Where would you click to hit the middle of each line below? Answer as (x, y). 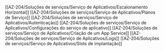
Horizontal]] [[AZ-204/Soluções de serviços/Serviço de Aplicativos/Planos (80, 12)
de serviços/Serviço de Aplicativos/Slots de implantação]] (64, 43)
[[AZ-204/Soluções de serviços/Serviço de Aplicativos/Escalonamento (76, 7)
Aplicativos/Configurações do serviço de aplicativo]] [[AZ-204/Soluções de (81, 28)
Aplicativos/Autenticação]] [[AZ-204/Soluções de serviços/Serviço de (76, 23)
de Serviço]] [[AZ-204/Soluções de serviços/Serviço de (62, 17)
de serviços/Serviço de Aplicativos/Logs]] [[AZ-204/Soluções (97, 38)
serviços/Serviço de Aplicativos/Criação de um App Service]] (67, 33)
